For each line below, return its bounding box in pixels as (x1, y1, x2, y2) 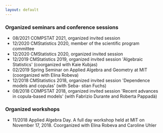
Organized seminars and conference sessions (5, 23, 119, 30)
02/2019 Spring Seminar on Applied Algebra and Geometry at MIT (12, 67, 148, 73)
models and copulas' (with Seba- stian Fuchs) (12, 83, 107, 89)
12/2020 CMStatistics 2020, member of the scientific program (12, 40, 140, 46)
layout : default (5, 7, 39, 12)
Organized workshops (5, 106, 60, 113)
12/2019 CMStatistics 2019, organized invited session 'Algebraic (12, 56, 143, 62)
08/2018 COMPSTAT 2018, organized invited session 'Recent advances (12, 88, 159, 94)
